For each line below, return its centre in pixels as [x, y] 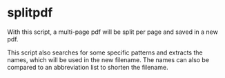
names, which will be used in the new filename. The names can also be [108, 59]
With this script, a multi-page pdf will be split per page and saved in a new [113, 32]
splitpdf [30, 13]
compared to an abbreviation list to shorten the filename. [88, 67]
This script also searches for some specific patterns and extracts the [105, 52]
